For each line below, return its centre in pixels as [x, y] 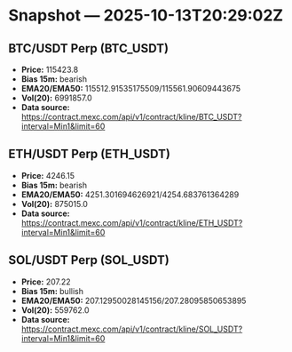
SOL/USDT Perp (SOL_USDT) [89, 260]
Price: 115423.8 [50, 69]
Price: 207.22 [46, 282]
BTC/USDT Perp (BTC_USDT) [89, 48]
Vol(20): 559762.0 [55, 310]
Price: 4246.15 [48, 175]
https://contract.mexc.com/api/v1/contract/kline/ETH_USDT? [132, 222]
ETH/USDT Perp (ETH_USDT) [89, 154]
